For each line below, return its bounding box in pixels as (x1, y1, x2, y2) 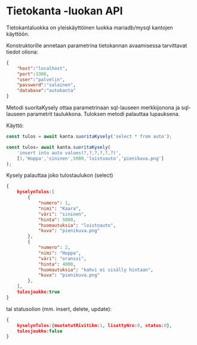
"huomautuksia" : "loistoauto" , (38, 222, 116, 228)
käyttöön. (6, 30, 30, 37)
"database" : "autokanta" (17, 88, 76, 94)
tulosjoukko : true (17, 289, 60, 295)
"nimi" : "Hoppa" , (38, 250, 82, 256)
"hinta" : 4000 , (38, 261, 76, 267)
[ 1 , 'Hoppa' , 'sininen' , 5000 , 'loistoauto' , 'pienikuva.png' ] (17, 155, 164, 161)
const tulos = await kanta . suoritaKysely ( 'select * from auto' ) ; (6, 133, 172, 140)
